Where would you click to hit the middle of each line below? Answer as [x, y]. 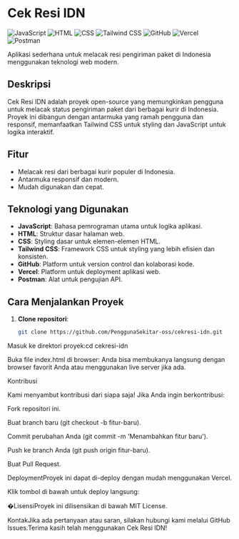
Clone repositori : [43, 319]
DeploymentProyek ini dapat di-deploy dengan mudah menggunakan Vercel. [120, 478]
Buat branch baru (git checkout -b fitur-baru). [74, 423]
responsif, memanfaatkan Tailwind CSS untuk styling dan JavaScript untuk [117, 124]
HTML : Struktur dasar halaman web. [71, 234]
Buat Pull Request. [34, 464]
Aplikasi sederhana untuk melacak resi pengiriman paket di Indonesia [110, 54]
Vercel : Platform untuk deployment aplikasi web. [89, 272]
